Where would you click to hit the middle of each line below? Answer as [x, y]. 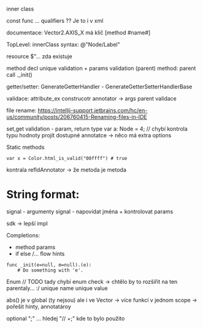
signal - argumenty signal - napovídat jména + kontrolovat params [90, 212]
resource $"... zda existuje [39, 56]
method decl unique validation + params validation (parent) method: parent [101, 68]
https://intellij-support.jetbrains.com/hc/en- [93, 110]
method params [35, 247]
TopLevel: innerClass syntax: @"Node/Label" [63, 44]
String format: [43, 195]
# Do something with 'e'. [51, 270]
